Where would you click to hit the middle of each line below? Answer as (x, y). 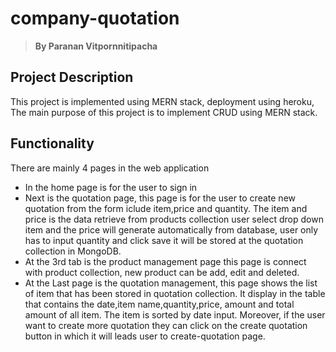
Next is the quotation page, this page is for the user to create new (160, 198)
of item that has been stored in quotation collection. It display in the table (175, 293)
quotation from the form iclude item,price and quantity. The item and (166, 208)
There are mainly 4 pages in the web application (110, 168)
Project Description (72, 77)
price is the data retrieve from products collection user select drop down (174, 219)
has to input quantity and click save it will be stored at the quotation (164, 240)
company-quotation (95, 18)
